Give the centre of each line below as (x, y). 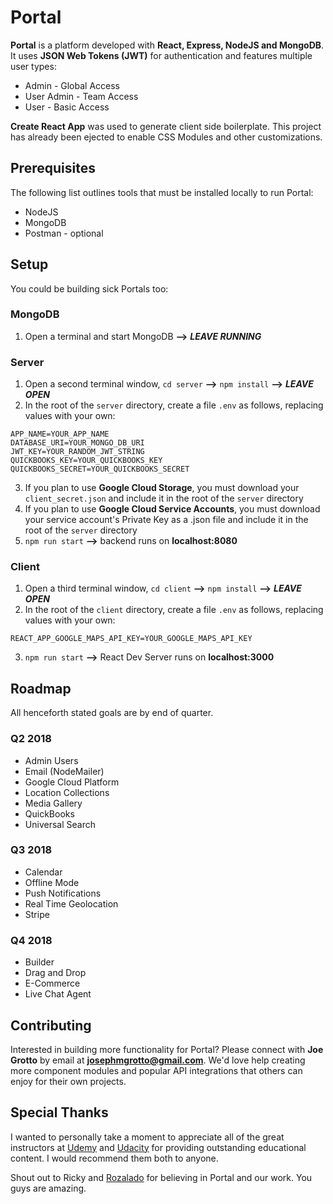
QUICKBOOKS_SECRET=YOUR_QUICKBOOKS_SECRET (100, 469)
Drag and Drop (55, 973)
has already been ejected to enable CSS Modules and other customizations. (166, 137)
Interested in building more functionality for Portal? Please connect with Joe (167, 1049)
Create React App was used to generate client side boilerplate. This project (166, 126)
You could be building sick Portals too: (89, 288)
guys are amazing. (48, 1188)
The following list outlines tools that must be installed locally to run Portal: (162, 192)
